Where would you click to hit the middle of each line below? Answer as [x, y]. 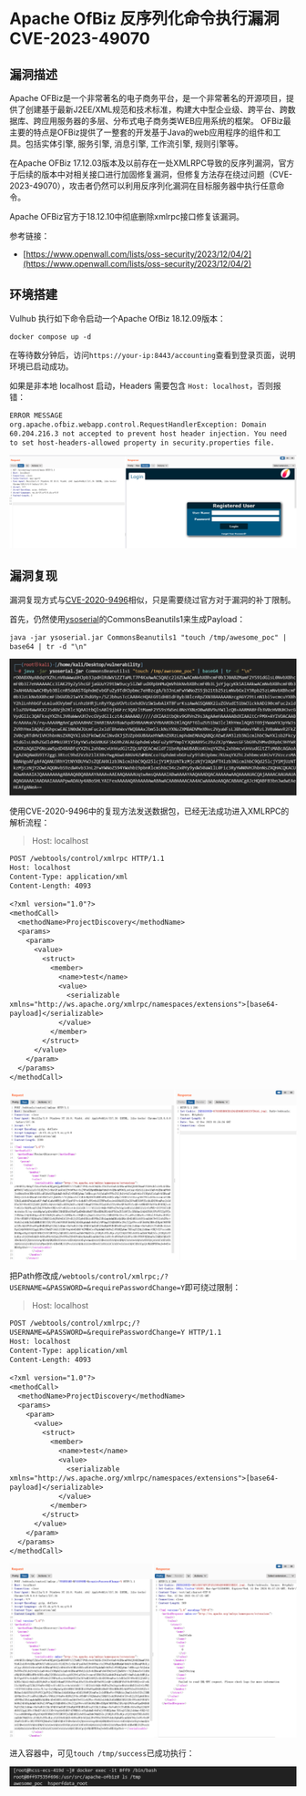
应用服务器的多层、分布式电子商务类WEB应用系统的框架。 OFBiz [162, 121]
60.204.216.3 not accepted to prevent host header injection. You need [148, 434]
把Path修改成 [34, 1276]
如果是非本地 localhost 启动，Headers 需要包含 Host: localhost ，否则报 [145, 385]
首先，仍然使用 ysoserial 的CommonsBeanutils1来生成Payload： [127, 619]
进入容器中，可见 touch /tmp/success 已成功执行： [102, 1753]
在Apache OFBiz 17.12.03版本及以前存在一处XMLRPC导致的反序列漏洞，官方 [152, 163]
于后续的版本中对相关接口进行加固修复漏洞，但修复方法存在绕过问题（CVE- [151, 174]
